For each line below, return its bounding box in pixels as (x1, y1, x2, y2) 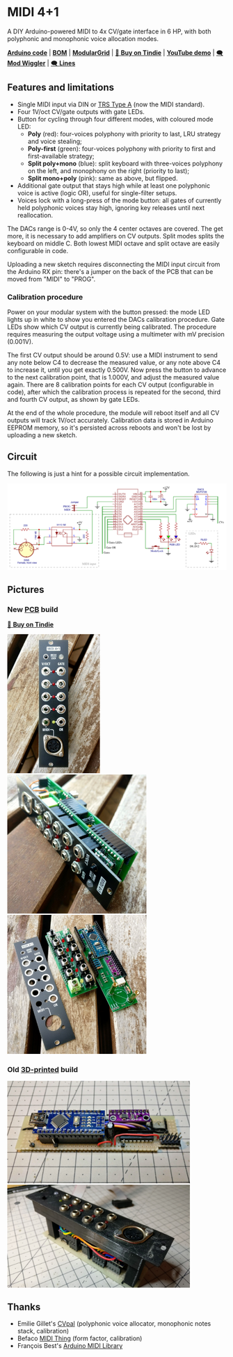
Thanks (7, 1301, 41, 1313)
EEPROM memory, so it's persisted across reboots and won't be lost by (7, 423, 211, 432)
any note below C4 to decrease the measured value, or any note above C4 (7, 359, 221, 367)
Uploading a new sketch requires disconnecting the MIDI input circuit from (7, 260, 220, 268)
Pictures (7, 583, 45, 595)
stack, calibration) (17, 1327, 70, 1335)
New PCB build (7, 604, 58, 614)
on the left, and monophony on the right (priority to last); (27, 166, 190, 174)
